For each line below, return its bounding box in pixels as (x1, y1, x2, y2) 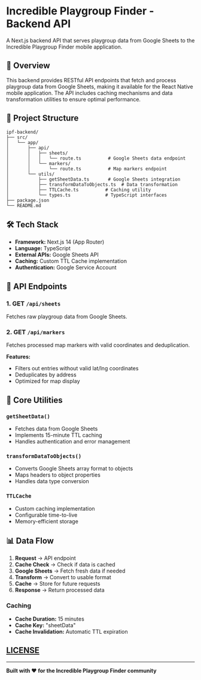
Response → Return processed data (14, 586, 105, 594)
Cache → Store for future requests (14, 580, 100, 588)
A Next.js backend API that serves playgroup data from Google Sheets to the (6, 37, 195, 44)
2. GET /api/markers (6, 328, 65, 336)
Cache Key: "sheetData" (14, 621, 76, 628)
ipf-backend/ (6, 129, 39, 135)
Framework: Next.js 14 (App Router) (14, 238, 105, 245)
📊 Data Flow (6, 536, 54, 546)
